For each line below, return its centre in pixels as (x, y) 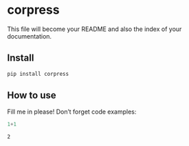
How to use (32, 95)
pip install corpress (38, 74)
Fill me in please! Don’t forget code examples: (72, 112)
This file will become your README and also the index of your (94, 29)
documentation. (30, 36)
